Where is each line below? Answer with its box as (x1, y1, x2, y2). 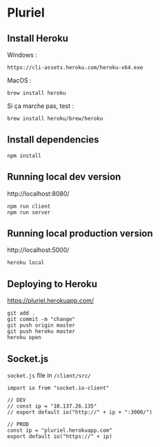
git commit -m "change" (7, 316, 76, 323)
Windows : (7, 51, 37, 59)
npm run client (7, 203, 51, 210)
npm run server (7, 209, 51, 216)
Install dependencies (7, 134, 99, 146)
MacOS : (7, 76, 32, 84)
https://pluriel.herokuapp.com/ (7, 296, 94, 305)
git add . (7, 310, 36, 317)
